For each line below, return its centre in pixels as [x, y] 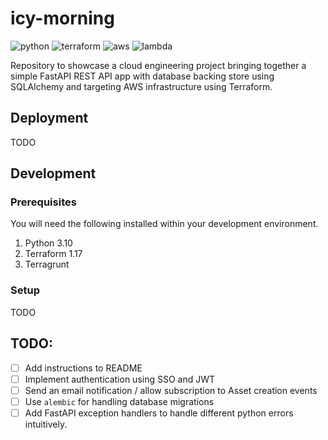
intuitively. [46, 424]
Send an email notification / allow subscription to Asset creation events [171, 390]
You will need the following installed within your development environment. [164, 224]
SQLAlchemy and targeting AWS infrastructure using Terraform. [141, 86]
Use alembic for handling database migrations [119, 401]
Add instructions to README [83, 368]
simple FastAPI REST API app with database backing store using [142, 76]
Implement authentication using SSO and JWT [120, 379]
